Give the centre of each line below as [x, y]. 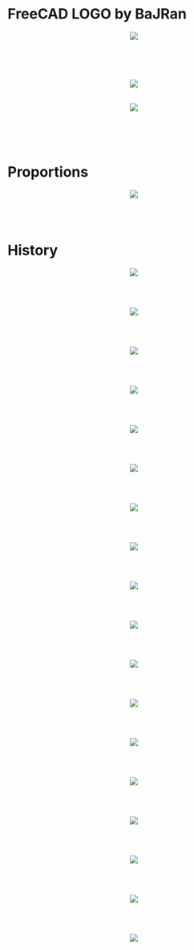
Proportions [48, 172]
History [33, 251]
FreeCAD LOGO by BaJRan [97, 14]
